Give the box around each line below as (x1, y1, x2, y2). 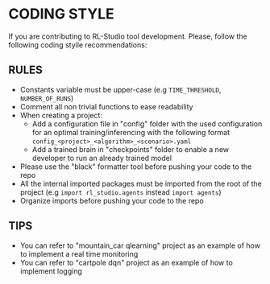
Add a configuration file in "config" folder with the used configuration (31, 118, 263, 129)
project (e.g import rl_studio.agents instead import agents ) (19, 187, 222, 197)
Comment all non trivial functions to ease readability (19, 101, 193, 111)
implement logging (19, 266, 82, 276)
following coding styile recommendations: (8, 39, 147, 49)
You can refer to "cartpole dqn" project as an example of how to (19, 257, 234, 267)
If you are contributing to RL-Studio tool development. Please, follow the (8, 31, 247, 41)
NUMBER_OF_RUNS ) (19, 93, 74, 103)
